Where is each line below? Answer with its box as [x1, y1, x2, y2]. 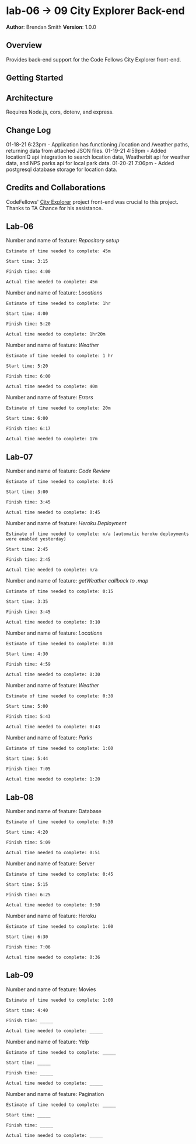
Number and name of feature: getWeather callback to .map [6, 577, 149, 584]
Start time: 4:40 [6, 1007, 48, 1013]
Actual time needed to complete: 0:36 [6, 954, 100, 961]
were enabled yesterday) [6, 536, 66, 542]
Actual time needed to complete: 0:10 [6, 619, 100, 625]
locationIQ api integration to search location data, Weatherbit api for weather [6, 153, 191, 160]
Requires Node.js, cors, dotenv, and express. [6, 108, 114, 115]
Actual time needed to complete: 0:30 [6, 672, 100, 677]
